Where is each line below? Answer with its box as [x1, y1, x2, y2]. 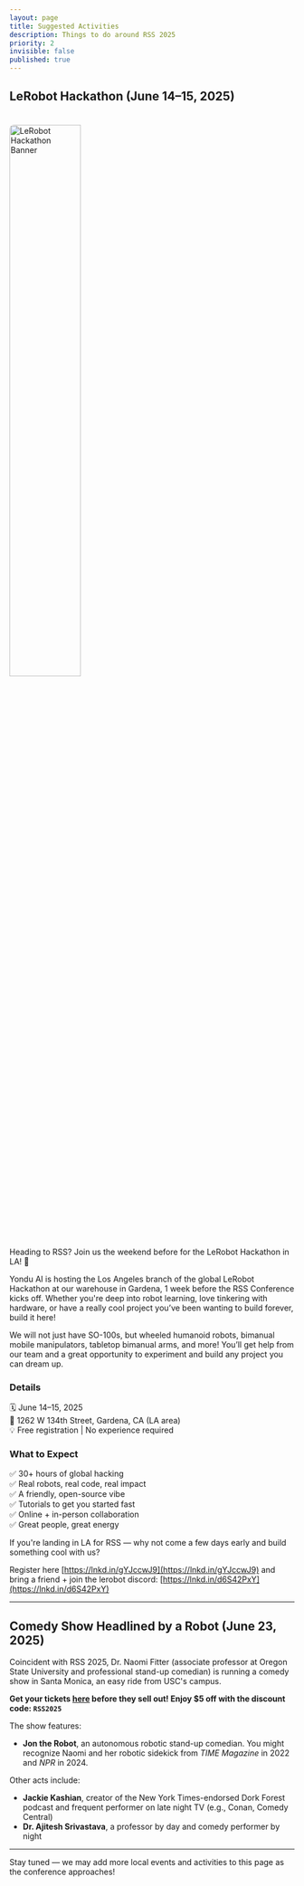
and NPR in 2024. [22, 1757, 89, 1768]
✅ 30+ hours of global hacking [9, 1468, 124, 1480]
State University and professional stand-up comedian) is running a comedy [9, 1666, 290, 1677]
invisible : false [9, 47, 75, 56]
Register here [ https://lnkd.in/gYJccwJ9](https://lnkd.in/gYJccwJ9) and [9, 1565, 276, 1576]
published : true [9, 55, 71, 64]
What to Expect [9, 1448, 79, 1461]
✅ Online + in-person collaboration [9, 1509, 139, 1520]
